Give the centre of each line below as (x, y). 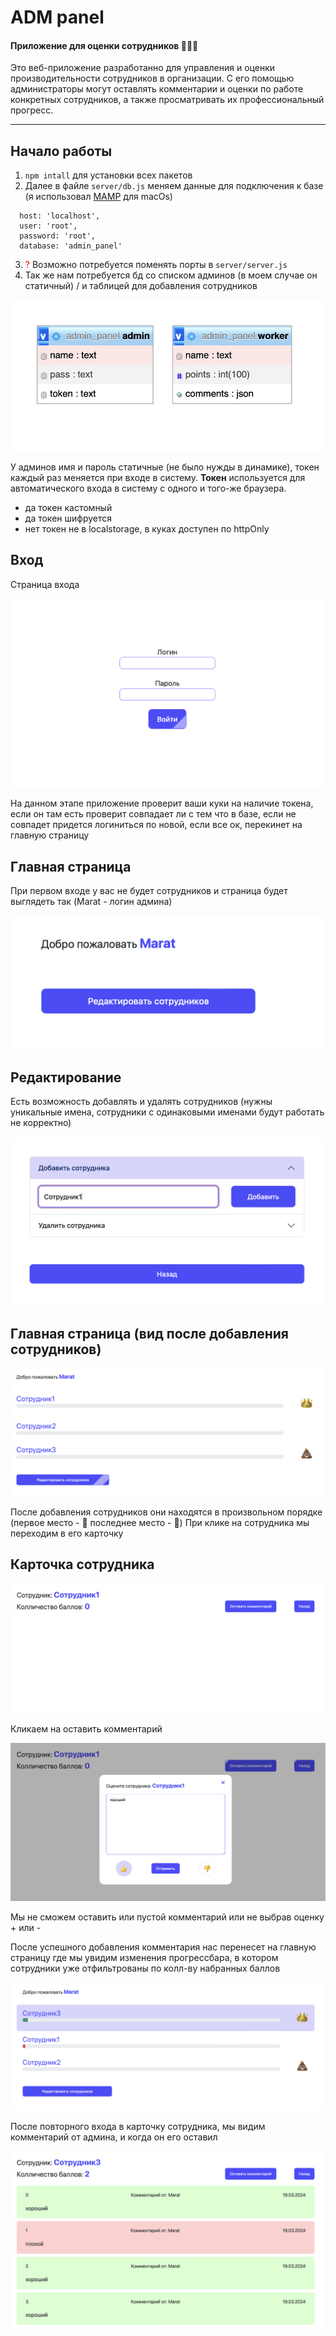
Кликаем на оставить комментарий (86, 1728)
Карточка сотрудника (82, 1564)
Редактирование (66, 1077)
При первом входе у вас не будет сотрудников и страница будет (149, 891)
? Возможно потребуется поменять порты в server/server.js (156, 265)
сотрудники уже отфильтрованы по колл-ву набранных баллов (145, 1968)
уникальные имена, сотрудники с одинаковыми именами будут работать (167, 1112)
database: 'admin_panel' (71, 246)
